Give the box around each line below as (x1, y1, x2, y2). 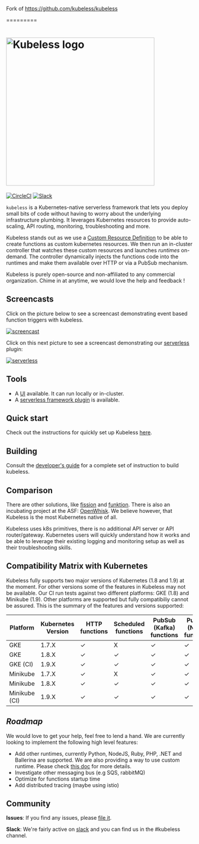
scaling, (6, 222, 25, 230)
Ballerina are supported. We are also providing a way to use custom (14, 756, 180, 763)
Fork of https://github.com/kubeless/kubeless (6, 5, 118, 12)
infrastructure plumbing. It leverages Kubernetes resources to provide (6, 216, 176, 223)
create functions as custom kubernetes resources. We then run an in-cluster (6, 240, 192, 248)
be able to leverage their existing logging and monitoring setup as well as (6, 538, 185, 544)
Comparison (6, 485, 53, 495)
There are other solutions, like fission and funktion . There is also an (6, 501, 171, 508)
